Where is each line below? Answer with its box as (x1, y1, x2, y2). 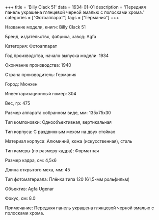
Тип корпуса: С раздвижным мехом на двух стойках (5, 129, 115, 135)
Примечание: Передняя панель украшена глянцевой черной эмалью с (5, 205, 154, 211)
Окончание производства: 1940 (5, 62, 71, 68)
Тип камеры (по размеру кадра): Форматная (5, 148, 99, 154)
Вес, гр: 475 (5, 100, 30, 106)
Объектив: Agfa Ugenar (5, 186, 54, 192)
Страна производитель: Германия (5, 72, 77, 78)
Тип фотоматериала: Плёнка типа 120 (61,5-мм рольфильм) (5, 176, 130, 182)
